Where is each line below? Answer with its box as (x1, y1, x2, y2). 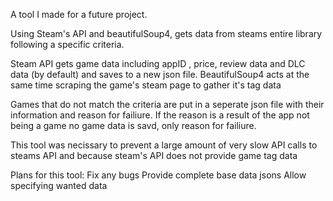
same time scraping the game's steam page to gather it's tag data (10, 79, 282, 91)
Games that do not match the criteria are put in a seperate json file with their (10, 99, 325, 110)
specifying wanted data (10, 180, 108, 191)
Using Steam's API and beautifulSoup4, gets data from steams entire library (10, 28, 323, 39)
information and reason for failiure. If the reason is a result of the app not (10, 109, 310, 121)
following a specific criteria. (10, 39, 125, 50)
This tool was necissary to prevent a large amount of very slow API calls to (10, 139, 318, 151)
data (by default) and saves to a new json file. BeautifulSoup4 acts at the (10, 69, 310, 80)
